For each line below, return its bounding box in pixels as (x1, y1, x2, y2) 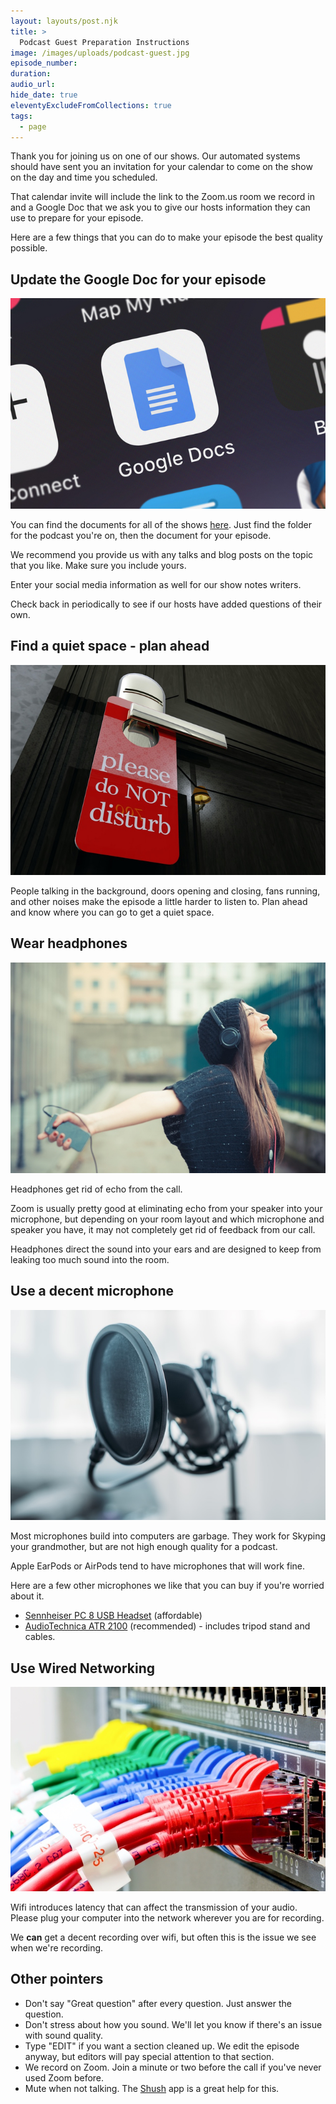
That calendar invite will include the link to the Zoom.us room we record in (10, 191, 315, 203)
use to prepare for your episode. (10, 212, 144, 224)
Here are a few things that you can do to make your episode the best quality (10, 231, 323, 244)
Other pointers (10, 1971, 104, 1988)
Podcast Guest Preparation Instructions (19, 37, 190, 47)
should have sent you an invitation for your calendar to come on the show (10, 161, 313, 173)
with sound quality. (24, 2029, 103, 2041)
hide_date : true (10, 90, 78, 100)
